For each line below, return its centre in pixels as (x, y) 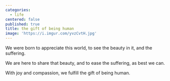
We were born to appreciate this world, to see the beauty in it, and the (79, 48)
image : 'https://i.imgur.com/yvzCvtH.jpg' (51, 33)
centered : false (22, 19)
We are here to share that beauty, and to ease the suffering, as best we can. (85, 63)
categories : (18, 10)
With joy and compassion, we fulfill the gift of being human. (68, 73)
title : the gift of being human (40, 29)
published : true (22, 24)
